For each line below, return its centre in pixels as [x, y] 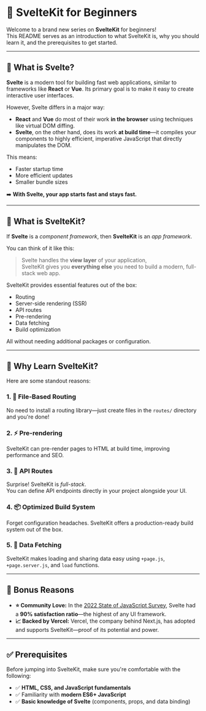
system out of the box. [35, 529]
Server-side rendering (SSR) [51, 303]
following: [19, 676]
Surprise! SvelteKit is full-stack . [46, 484]
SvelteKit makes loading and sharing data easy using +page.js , [86, 558]
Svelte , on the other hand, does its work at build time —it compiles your [106, 132]
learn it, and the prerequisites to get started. [62, 42]
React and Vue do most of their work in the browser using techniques [104, 119]
